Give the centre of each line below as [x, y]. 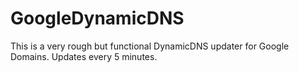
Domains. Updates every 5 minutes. [84, 56]
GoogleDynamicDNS [97, 18]
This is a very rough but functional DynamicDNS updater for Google [150, 46]
